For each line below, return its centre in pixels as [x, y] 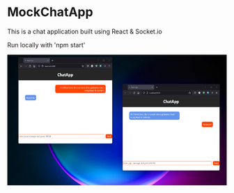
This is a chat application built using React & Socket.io [85, 31]
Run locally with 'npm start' [46, 45]
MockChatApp [50, 12]
